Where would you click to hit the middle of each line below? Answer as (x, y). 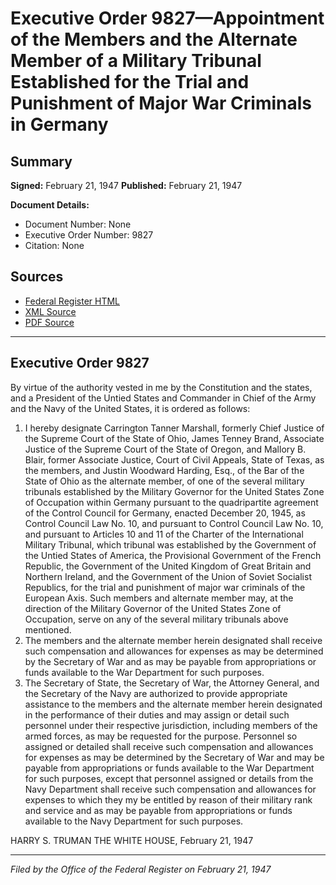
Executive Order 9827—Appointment (167, 18)
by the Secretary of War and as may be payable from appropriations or (170, 661)
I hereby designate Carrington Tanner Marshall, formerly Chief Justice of (174, 428)
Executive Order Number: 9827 (89, 235)
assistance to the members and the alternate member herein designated (173, 704)
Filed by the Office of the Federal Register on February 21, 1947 (141, 869)
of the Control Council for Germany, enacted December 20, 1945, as (165, 513)
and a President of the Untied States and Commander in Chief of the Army (163, 398)
